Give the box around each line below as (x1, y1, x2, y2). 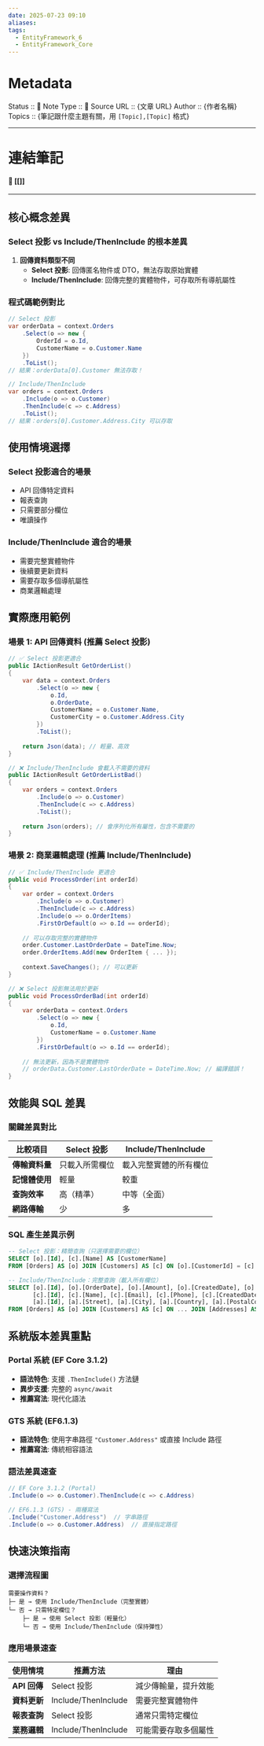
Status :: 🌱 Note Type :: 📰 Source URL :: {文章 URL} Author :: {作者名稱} (8, 101, 237, 111)
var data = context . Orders (22, 676, 111, 684)
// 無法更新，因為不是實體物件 (22, 1058, 109, 1066)
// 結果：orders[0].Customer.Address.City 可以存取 (8, 417, 173, 425)
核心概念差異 (8, 210, 71, 224)
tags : (8, 26, 26, 34)
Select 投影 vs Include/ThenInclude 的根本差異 (8, 236, 188, 247)
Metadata (8, 75, 72, 93)
